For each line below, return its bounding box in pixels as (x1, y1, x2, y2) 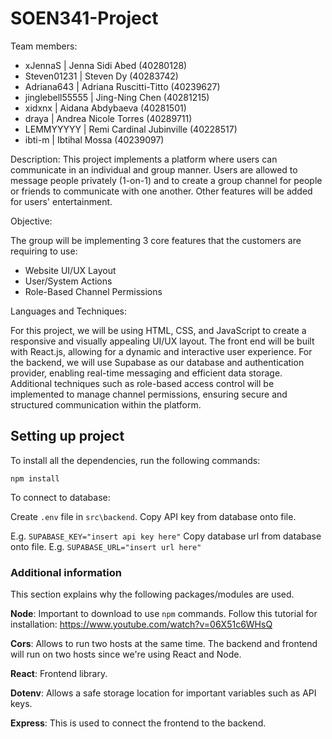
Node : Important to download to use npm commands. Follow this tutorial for (10, 608, 318, 620)
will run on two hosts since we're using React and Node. (10, 648, 242, 661)
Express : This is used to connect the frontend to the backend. (10, 717, 267, 729)
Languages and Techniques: (10, 305, 127, 317)
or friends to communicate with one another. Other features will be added (10, 185, 313, 197)
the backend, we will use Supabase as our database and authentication (10, 356, 305, 368)
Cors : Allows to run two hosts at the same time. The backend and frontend (10, 638, 318, 650)
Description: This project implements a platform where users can (10, 153, 278, 165)
